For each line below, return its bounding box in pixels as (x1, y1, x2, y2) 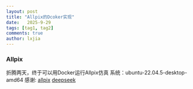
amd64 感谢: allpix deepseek (6, 77, 76, 84)
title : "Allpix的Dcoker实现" (6, 14, 75, 20)
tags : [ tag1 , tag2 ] (6, 25, 54, 31)
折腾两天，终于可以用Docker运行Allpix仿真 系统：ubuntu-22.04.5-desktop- (6, 69, 188, 76)
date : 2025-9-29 (6, 19, 51, 25)
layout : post (6, 8, 38, 15)
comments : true (6, 30, 43, 36)
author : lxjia (6, 36, 41, 42)
